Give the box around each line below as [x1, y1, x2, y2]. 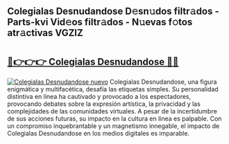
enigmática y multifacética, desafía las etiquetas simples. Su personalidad [7, 85, 219, 93]
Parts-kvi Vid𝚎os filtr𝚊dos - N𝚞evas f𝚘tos [7, 17, 193, 28]
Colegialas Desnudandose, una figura [110, 78, 217, 86]
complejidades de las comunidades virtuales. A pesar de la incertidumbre [7, 107, 217, 115]
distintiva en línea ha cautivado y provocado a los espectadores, [7, 93, 192, 100]
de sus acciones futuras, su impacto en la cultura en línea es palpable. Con [7, 114, 222, 123]
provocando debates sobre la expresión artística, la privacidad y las [7, 100, 201, 108]
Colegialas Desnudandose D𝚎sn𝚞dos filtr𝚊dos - [7, 6, 220, 17]
